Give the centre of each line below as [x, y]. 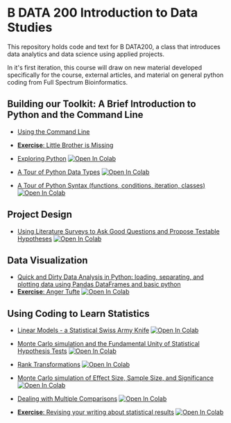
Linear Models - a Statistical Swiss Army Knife [83, 330]
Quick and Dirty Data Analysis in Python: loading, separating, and [111, 277]
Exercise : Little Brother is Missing [65, 145]
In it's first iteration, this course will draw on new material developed [105, 67]
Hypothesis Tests [42, 351]
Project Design [40, 215]
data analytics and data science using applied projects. [86, 54]
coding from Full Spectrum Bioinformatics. [68, 82]
